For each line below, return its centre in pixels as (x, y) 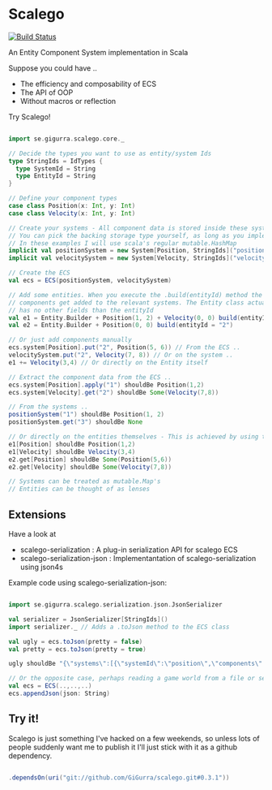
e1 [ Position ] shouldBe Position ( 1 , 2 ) (72, 444)
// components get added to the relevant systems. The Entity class (126, 302)
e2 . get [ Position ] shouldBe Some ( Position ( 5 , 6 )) (90, 460)
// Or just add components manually (70, 340)
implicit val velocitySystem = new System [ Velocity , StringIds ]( (121, 258)
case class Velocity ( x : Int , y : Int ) (72, 213)
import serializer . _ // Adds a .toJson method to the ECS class (119, 627)
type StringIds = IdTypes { (56, 161)
